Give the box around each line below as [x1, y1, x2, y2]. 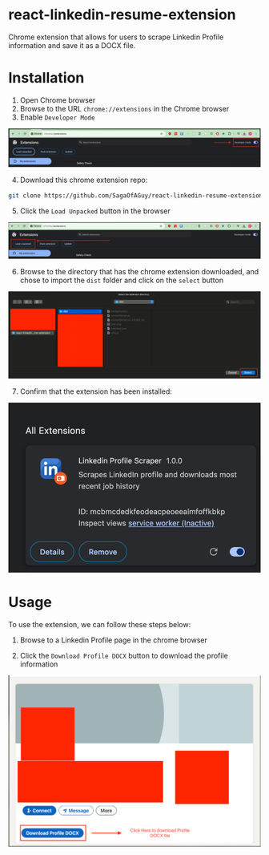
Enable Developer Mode [19, 112, 95, 122]
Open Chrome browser [19, 95, 96, 105]
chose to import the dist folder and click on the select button [19, 275, 224, 286]
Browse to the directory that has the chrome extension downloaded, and [19, 267, 259, 277]
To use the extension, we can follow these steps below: [8, 619, 191, 629]
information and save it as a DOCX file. [8, 40, 136, 50]
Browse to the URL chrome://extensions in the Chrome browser [19, 103, 230, 113]
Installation [8, 69, 85, 87]
